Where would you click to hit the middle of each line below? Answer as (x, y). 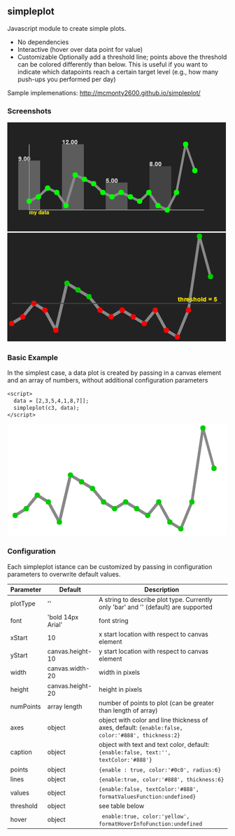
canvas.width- (69, 669)
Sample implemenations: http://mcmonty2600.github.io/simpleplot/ (104, 92)
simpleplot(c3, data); (47, 408)
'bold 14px (63, 617)
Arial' (55, 624)
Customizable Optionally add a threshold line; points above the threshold (122, 57)
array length (65, 706)
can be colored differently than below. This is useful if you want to (113, 64)
